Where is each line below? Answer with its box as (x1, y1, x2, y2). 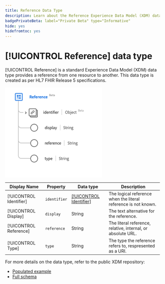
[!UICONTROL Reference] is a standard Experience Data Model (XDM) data (5, 67, 157, 73)
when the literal (109, 196, 140, 202)
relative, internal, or (109, 225, 148, 231)
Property (47, 183, 66, 189)
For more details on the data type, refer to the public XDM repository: (5, 259, 145, 265)
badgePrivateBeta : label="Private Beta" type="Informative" (5, 18, 131, 23)
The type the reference (109, 237, 156, 244)
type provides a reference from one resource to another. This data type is (5, 72, 154, 78)
